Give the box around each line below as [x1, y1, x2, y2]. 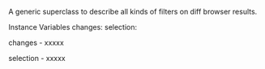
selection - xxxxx [8, 54, 66, 63]
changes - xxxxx [8, 38, 65, 47]
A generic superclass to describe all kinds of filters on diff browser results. [8, 7, 258, 16]
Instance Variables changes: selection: [8, 22, 138, 31]
